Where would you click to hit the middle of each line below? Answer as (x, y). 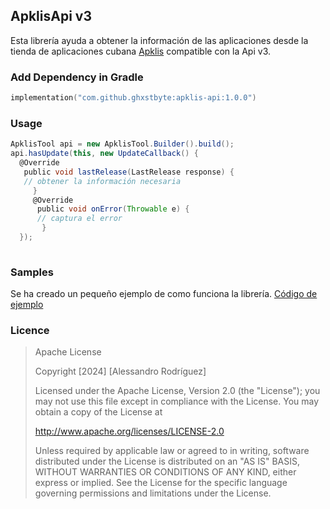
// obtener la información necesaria (102, 181)
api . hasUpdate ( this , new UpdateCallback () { (104, 154)
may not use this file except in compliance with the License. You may (177, 401)
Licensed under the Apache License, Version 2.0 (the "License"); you (177, 391)
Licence (30, 330)
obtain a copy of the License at (98, 412)
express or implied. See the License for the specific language (161, 483)
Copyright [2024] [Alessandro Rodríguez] (120, 371)
